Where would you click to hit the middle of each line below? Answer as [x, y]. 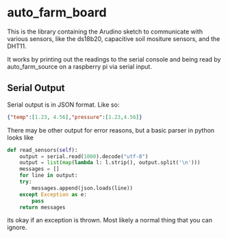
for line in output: [49, 176]
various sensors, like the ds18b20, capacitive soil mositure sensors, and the [114, 38]
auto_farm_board [57, 13]
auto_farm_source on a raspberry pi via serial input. [80, 66]
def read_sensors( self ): [42, 150]
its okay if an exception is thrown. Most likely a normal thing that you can [110, 220]
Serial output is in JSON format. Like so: [63, 105]
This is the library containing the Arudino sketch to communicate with [105, 31]
